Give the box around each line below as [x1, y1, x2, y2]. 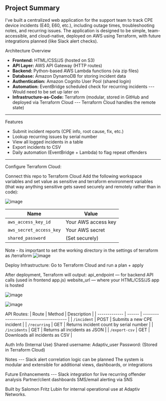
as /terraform [5, 252, 32, 259]
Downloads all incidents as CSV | [5, 332, 73, 338]
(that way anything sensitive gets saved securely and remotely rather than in [5, 183, 161, 189]
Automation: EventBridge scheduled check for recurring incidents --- [12, 84, 155, 89]
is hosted [5, 282, 24, 288]
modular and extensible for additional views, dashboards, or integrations [5, 361, 153, 367]
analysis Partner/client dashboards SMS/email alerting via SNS [5, 376, 133, 382]
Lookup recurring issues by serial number [12, 134, 97, 139]
